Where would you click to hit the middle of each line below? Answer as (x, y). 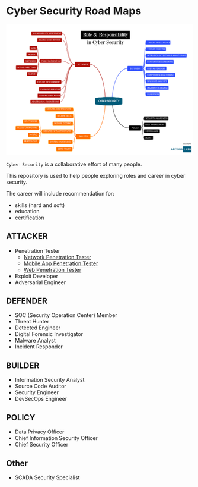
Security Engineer (37, 392)
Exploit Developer (36, 276)
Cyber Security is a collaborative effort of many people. (74, 164)
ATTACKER (27, 236)
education (27, 211)
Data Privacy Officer (39, 432)
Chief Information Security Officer (56, 438)
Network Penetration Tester (57, 257)
